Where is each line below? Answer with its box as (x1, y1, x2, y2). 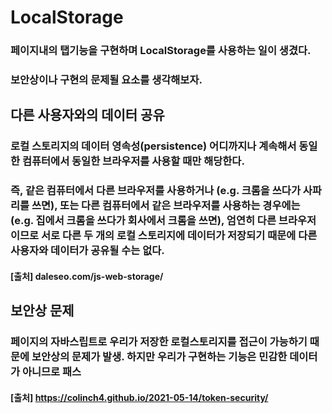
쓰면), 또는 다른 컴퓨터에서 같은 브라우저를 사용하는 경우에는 (31, 199, 301, 213)
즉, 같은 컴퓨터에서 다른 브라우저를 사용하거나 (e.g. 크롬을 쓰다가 (10, 184, 301, 198)
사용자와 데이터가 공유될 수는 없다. (10, 244, 165, 258)
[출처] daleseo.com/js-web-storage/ (10, 270, 164, 282)
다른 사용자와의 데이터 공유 (10, 107, 165, 124)
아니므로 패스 (21, 365, 82, 379)
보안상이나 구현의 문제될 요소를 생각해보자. (10, 73, 203, 87)
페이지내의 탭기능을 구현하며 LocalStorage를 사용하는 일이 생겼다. (10, 44, 312, 58)
